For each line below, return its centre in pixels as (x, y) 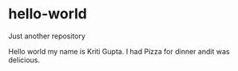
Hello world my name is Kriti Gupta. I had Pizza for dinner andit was (119, 51)
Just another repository (47, 36)
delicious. (24, 60)
